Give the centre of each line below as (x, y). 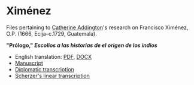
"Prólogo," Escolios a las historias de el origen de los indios (82, 45)
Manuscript (29, 63)
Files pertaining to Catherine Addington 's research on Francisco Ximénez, (97, 27)
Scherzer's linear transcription (52, 75)
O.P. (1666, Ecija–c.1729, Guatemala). (51, 33)
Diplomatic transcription (45, 69)
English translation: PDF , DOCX (53, 56)
